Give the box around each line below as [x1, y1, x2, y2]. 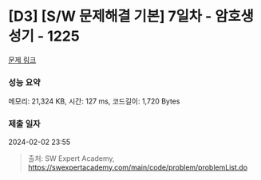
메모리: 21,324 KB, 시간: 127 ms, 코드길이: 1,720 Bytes [8, 96, 180, 106]
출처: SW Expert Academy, [27, 153, 115, 163]
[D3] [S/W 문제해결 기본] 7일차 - [8, 7, 212, 25]
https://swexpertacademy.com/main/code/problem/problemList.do [27, 162, 248, 172]
